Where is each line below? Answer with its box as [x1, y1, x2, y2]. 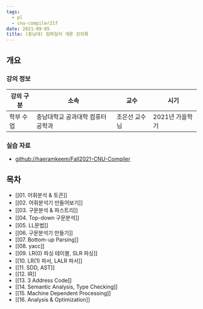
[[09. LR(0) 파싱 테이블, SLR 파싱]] [14, 249, 98, 256]
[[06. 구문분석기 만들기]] [14, 229, 74, 236]
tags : [6, 8, 20, 15]
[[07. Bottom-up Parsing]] [14, 236, 79, 243]
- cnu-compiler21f [11, 20, 59, 26]
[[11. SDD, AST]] [14, 264, 55, 271]
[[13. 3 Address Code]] [14, 276, 72, 284]
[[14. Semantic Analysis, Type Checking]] [14, 283, 118, 290]
